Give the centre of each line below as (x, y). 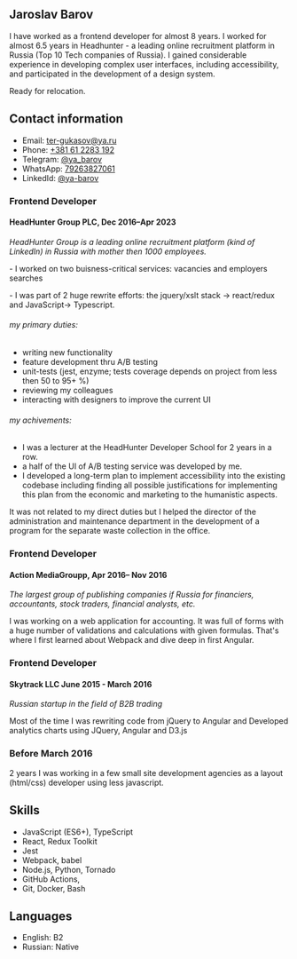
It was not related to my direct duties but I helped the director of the (133, 512)
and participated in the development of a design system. (112, 74)
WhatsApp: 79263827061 (68, 169)
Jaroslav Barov (51, 15)
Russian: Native (51, 947)
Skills (24, 810)
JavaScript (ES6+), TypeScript (78, 832)
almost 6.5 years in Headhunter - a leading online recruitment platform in (142, 45)
